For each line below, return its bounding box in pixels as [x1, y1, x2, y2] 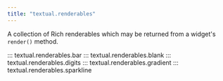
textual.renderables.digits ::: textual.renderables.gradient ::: [7, 58, 179, 67]
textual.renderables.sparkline [7, 66, 92, 74]
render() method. [7, 37, 58, 46]
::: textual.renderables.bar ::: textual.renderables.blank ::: [7, 51, 172, 59]
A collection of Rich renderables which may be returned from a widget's [7, 30, 216, 38]
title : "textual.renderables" [7, 10, 96, 18]
